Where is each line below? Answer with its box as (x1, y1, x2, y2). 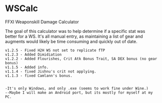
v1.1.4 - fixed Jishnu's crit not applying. (5, 69, 97, 74)
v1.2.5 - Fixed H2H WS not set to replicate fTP (5, 48, 105, 53)
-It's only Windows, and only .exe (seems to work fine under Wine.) (5, 86, 149, 91)
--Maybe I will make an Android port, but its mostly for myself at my (5, 90, 153, 95)
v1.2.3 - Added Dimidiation (5, 52, 62, 57)
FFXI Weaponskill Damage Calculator (5, 19, 79, 25)
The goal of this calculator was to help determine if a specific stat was (5, 28, 146, 34)
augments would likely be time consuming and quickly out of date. (5, 38, 137, 44)
